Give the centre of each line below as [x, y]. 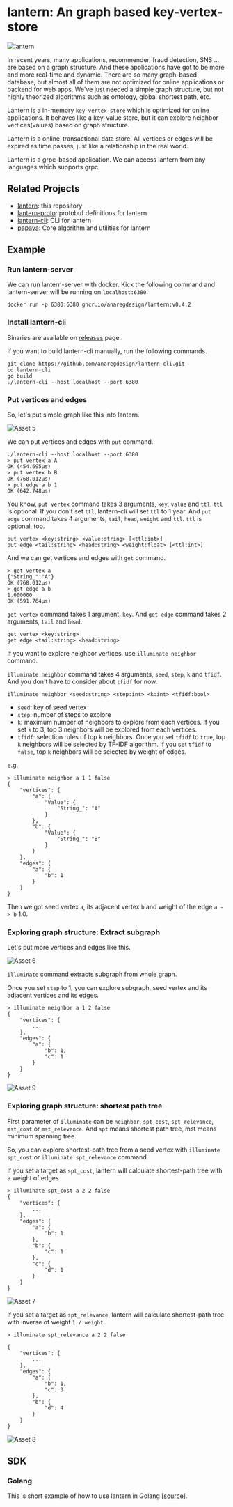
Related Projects [43, 189]
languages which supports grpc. [54, 167]
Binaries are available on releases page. [64, 337]
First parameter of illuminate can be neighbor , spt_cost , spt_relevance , [111, 1121]
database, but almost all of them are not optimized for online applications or [116, 82]
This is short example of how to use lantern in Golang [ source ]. [97, 1496]
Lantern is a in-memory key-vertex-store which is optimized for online [109, 110]
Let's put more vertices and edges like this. [69, 948]
